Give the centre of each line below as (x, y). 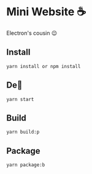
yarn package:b (26, 165)
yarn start (20, 99)
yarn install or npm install (44, 66)
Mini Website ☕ (46, 12)
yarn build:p (23, 132)
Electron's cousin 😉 (32, 33)
